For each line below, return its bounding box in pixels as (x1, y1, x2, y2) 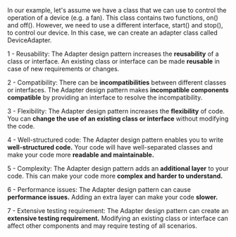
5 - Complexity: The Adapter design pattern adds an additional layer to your (7, 164, 229, 172)
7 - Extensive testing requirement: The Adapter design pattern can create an (7, 207, 229, 214)
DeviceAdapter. (7, 36, 52, 44)
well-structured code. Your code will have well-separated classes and (7, 143, 213, 151)
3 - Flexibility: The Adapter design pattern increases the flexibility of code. (7, 107, 225, 115)
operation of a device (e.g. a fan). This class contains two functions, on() (7, 13, 218, 22)
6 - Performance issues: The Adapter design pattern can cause (7, 186, 192, 193)
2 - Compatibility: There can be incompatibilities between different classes (7, 78, 227, 87)
